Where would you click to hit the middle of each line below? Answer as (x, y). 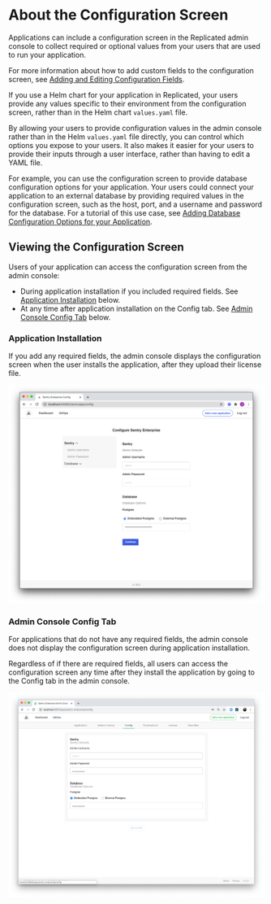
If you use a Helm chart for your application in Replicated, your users (123, 94)
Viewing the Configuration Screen (96, 247)
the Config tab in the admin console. (69, 681)
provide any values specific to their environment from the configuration (127, 103)
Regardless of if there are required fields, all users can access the (118, 664)
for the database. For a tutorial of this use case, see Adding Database (125, 212)
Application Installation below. (70, 299)
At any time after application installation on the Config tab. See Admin (136, 308)
